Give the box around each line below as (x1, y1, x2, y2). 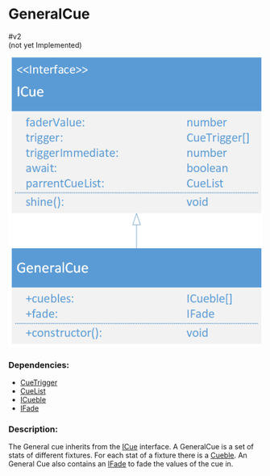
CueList (19, 385, 46, 396)
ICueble (19, 394, 47, 404)
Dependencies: (8, 359, 70, 370)
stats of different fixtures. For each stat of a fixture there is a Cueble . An (8, 450, 247, 461)
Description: (8, 423, 58, 435)
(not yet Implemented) (8, 40, 82, 49)
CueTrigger (19, 377, 58, 387)
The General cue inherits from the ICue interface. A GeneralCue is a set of (8, 442, 254, 452)
